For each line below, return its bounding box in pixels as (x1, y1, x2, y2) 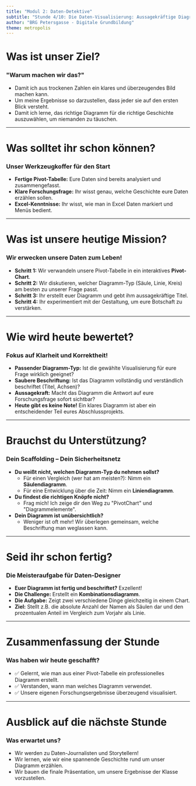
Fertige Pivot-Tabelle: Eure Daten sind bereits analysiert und (14, 176, 162, 183)
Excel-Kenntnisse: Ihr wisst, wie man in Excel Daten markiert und (14, 200, 173, 208)
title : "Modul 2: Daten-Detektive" (6, 8, 93, 15)
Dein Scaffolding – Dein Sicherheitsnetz (6, 455, 121, 463)
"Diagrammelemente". (23, 505, 76, 512)
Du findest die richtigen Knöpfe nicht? (14, 493, 110, 500)
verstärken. (14, 304, 43, 311)
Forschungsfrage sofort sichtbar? (14, 396, 95, 403)
